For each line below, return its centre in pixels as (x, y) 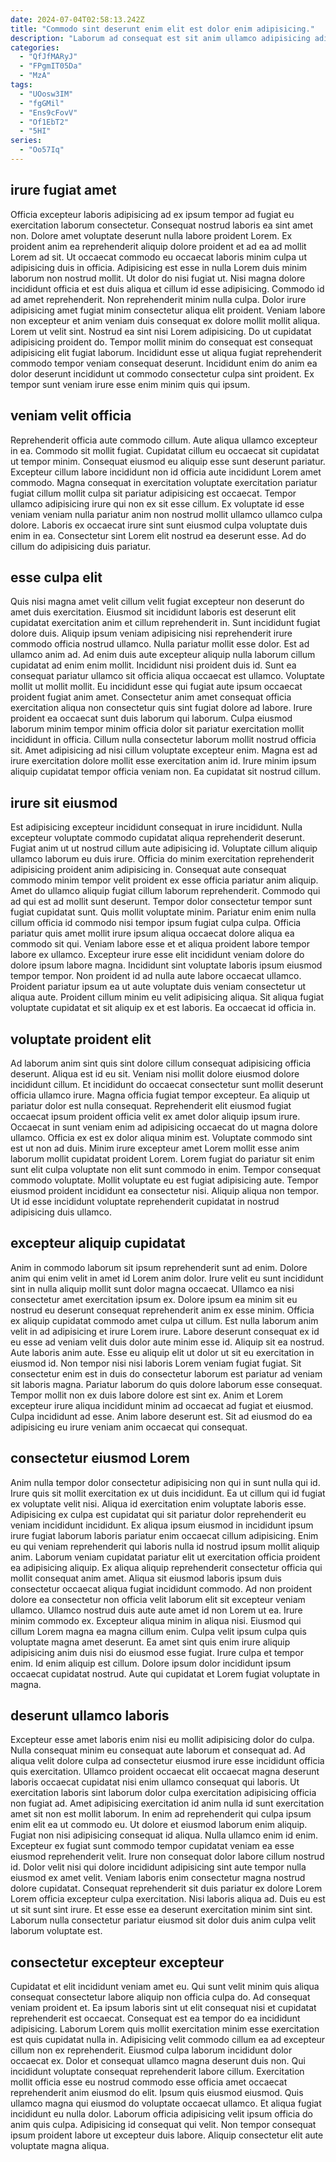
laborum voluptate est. (56, 1931)
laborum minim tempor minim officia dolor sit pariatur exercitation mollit (157, 729)
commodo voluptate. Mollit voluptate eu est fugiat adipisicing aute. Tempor (164, 1180)
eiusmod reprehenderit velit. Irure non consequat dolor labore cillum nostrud (167, 1857)
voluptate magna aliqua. (60, 2146)
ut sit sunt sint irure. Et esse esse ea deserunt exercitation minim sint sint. (161, 1910)
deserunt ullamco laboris (90, 1715)
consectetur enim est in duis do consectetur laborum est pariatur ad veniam (166, 1373)
